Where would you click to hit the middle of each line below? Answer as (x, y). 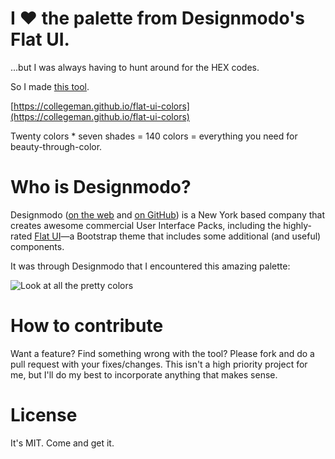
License (44, 415)
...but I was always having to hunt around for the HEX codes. (135, 67)
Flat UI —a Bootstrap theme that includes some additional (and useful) (178, 236)
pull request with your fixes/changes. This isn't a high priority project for (159, 364)
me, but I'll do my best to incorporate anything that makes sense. (144, 374)
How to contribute (87, 326)
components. (37, 246)
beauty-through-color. (56, 146)
